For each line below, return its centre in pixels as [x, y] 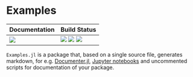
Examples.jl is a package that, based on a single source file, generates [94, 54]
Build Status [78, 29]
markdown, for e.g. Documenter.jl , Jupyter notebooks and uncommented [97, 61]
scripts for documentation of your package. [60, 67]
